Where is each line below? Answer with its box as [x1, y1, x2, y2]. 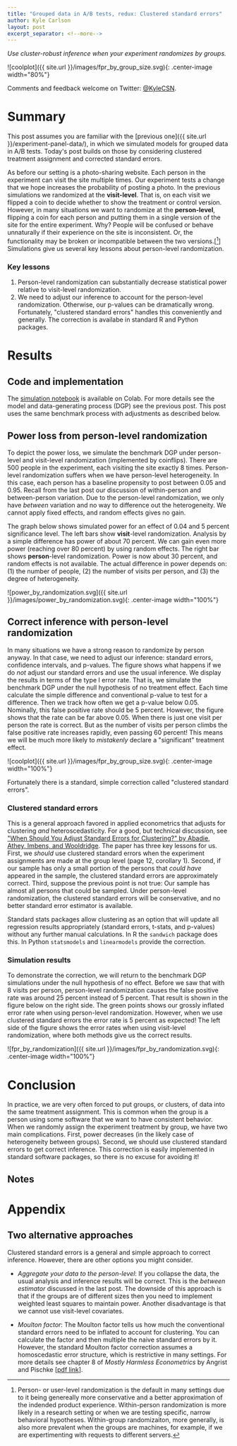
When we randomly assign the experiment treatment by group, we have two [7, 1122, 228, 1132]
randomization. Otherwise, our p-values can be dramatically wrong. [17, 300, 214, 309]
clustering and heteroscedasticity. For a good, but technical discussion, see [7, 826, 228, 835]
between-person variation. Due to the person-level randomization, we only [7, 493, 224, 501]
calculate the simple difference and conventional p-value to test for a [7, 690, 208, 699]
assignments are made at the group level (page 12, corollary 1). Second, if [7, 857, 221, 865]
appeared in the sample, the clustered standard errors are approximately [7, 871, 219, 880]
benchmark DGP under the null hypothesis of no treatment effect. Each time [7, 683, 228, 692]
